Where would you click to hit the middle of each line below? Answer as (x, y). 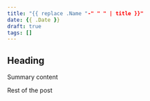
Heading (26, 60)
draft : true (24, 26)
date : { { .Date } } (34, 20)
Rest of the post (30, 91)
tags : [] (20, 33)
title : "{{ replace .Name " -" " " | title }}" (75, 13)
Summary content (33, 77)
